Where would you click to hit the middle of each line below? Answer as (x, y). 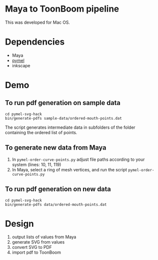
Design (20, 223)
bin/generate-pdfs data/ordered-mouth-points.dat (56, 204)
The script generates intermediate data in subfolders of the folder (70, 127)
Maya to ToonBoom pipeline (62, 9)
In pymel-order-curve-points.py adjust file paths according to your (78, 159)
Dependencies (35, 42)
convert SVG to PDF (32, 247)
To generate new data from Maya (56, 148)
